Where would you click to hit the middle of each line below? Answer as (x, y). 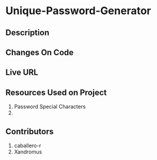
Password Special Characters (50, 106)
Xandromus (28, 152)
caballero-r (28, 145)
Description (27, 33)
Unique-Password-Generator (78, 11)
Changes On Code (40, 52)
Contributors (30, 131)
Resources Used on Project (56, 92)
